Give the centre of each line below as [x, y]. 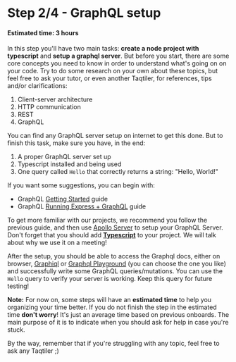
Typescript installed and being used [69, 164]
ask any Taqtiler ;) [33, 351]
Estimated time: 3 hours [43, 32]
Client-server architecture [55, 99]
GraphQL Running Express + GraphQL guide [82, 206]
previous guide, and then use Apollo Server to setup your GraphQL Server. [115, 227]
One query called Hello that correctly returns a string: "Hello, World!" [118, 172]
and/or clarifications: [38, 86]
